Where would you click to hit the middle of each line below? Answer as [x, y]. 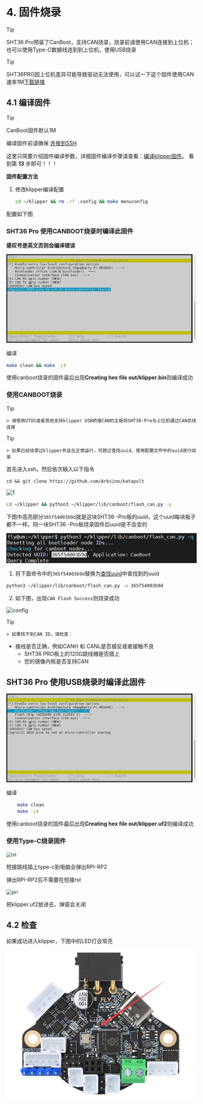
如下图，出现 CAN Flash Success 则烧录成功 [67, 598]
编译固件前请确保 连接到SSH [42, 143]
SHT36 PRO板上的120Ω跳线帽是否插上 [72, 653]
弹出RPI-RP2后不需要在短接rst [44, 880]
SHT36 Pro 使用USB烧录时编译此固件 [76, 682]
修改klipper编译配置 [40, 189]
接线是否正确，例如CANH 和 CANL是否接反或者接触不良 [84, 646]
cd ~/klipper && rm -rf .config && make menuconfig [81, 201]
